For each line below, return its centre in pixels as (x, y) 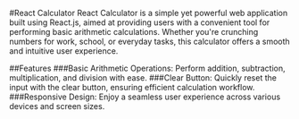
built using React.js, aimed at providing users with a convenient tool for (140, 22)
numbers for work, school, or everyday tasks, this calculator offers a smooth (149, 41)
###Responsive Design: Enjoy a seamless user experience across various (145, 97)
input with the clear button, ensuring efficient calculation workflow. (132, 87)
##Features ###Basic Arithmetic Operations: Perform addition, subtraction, (147, 68)
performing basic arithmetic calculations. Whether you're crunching (134, 32)
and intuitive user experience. (64, 51)
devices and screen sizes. (57, 106)
